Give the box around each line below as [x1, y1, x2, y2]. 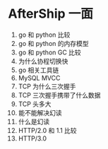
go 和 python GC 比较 [18, 48, 82, 56]
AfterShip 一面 [8, 6, 94, 22]
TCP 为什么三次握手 [18, 82, 76, 90]
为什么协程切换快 [18, 56, 68, 65]
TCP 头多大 [18, 100, 52, 108]
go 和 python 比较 [18, 30, 71, 39]
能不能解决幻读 [18, 108, 62, 117]
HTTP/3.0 [18, 134, 47, 143]
